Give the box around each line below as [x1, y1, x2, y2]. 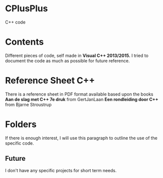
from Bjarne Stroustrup [5, 102, 52, 107]
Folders [5, 119, 37, 130]
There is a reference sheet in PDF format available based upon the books [5, 91, 154, 97]
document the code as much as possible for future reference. [5, 57, 130, 64]
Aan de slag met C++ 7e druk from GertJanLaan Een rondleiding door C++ [5, 96, 159, 102]
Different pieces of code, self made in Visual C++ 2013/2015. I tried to [5, 52, 149, 58]
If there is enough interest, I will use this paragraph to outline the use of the [5, 135, 158, 141]
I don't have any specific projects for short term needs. [5, 167, 117, 173]
